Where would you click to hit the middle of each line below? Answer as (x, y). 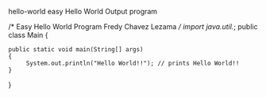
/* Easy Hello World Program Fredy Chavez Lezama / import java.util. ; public (133, 26)
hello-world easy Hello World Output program (83, 11)
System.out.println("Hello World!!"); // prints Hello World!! (133, 63)
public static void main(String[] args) (76, 50)
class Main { (29, 35)
